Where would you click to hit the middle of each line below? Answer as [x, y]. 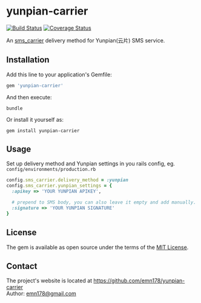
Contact [22, 266]
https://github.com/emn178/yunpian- [139, 281]
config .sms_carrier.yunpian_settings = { [59, 186]
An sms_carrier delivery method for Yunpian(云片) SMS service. [86, 40]
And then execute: [29, 97]
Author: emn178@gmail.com [41, 294]
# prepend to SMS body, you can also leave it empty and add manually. [104, 202]
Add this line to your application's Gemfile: [59, 75]
